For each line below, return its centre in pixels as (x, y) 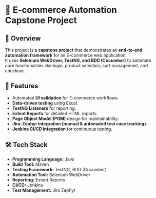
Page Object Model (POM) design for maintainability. (65, 119)
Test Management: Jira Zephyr (44, 190)
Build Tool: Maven (30, 164)
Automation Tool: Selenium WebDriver (51, 175)
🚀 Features (22, 86)
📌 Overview (23, 38)
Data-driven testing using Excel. (45, 103)
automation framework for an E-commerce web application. (66, 55)
